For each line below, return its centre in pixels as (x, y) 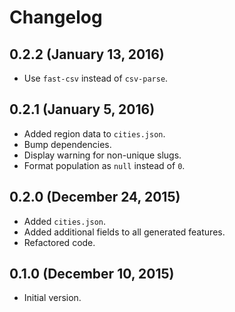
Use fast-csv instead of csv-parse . (96, 78)
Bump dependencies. (67, 144)
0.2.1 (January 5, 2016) (82, 109)
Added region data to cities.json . (94, 133)
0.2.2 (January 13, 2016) (87, 54)
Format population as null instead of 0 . (104, 165)
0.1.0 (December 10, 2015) (92, 274)
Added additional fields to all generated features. (124, 232)
